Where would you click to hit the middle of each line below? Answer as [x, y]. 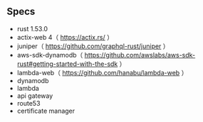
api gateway [35, 96]
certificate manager [46, 111]
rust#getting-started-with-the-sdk [67, 64]
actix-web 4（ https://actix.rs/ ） [65, 37]
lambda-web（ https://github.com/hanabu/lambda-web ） [102, 72]
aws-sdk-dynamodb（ [50, 55]
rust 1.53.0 [32, 28]
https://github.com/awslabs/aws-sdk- [140, 55]
